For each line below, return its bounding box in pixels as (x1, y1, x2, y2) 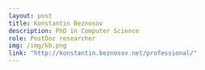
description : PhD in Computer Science (8, 27, 139, 35)
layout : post (8, 11, 53, 20)
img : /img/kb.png (8, 42, 67, 50)
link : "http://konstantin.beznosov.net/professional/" (8, 49, 198, 57)
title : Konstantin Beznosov (8, 19, 104, 27)
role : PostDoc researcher (8, 34, 96, 43)
